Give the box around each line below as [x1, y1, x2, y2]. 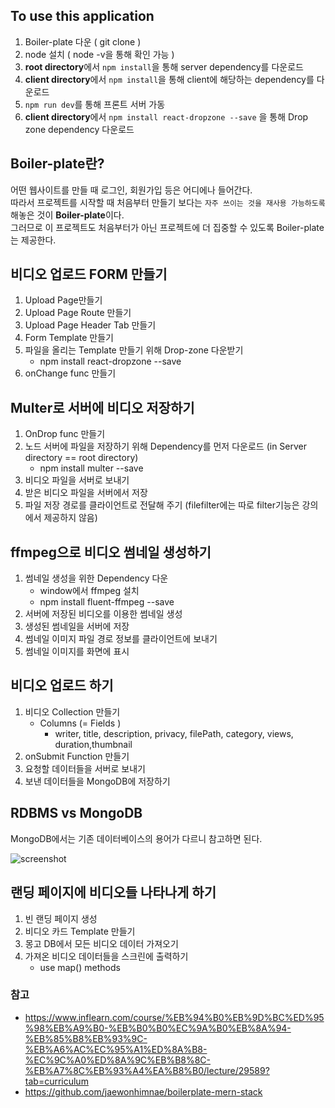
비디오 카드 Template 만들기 [24, 925, 136, 937]
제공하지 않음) [43, 512, 98, 524]
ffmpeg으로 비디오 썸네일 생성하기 [10, 544, 212, 561]
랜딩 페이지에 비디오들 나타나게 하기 [10, 884, 217, 901]
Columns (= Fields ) [39, 717, 122, 729]
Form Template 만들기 [24, 332, 114, 344]
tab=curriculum [24, 1075, 89, 1087]
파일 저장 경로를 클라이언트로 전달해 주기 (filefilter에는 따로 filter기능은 [24, 499, 300, 511]
